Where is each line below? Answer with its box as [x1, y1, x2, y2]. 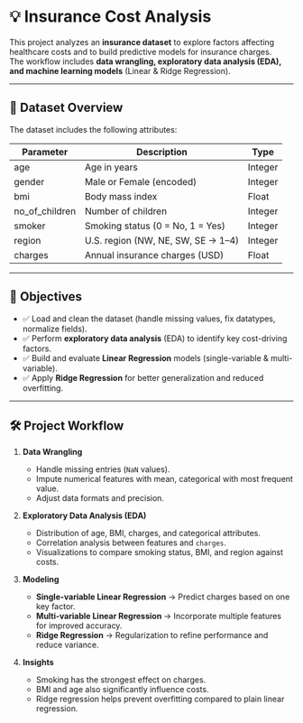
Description [136, 145, 188, 158]
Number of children [84, 205, 168, 218]
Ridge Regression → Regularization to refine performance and [35, 630, 269, 641]
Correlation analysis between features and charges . [35, 537, 227, 548]
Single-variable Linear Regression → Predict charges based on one [35, 591, 290, 602]
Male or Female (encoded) [84, 175, 197, 188]
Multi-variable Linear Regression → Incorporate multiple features [35, 611, 282, 622]
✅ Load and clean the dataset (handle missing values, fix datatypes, [22, 313, 276, 324]
